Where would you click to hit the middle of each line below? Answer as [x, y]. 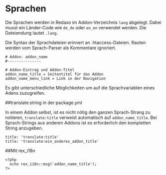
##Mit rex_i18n [20, 150]
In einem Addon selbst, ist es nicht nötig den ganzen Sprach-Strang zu [78, 112]
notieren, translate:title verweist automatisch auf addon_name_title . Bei [81, 117]
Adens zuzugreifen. [25, 93]
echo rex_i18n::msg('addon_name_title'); [53, 164]
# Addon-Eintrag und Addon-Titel [40, 70]
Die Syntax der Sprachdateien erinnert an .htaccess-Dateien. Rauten [76, 42]
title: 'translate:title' [32, 137]
